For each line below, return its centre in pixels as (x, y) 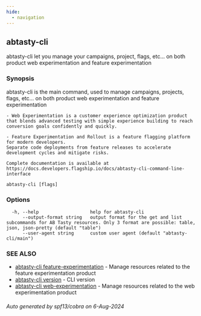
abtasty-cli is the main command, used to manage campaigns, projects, (95, 92)
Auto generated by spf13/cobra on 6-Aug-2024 (65, 306)
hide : (13, 12)
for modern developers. (36, 142)
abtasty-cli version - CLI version (55, 280)
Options (18, 199)
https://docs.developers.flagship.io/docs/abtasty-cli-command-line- (96, 169)
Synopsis (20, 79)
